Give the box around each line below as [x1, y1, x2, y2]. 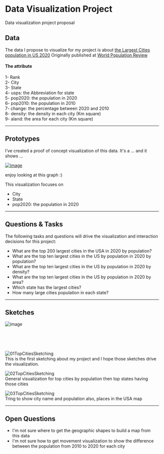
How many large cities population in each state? [12, 289, 109, 295]
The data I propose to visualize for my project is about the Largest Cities [5, 47, 150, 52]
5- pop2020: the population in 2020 [5, 95, 77, 101]
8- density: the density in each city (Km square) [5, 110, 101, 116]
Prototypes [5, 135, 40, 143]
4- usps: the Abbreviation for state [5, 90, 75, 96]
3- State [5, 84, 22, 90]
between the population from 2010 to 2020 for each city [12, 443, 125, 449]
